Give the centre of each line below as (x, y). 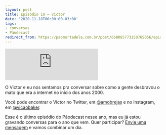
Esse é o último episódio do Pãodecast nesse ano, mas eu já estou (73, 117)
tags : (11, 23)
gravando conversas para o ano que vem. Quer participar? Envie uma (76, 122)
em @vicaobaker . (23, 107)
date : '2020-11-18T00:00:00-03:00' (42, 19)
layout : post (19, 10)
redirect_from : (21, 38)
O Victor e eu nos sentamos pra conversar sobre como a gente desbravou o (83, 87)
